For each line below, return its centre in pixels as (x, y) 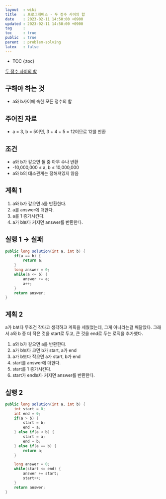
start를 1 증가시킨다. (32, 369)
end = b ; (32, 441)
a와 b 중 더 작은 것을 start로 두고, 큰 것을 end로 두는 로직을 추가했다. (77, 333)
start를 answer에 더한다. (37, 363)
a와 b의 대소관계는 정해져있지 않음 (45, 173)
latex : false (22, 47)
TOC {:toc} (23, 61)
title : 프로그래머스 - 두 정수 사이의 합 (45, 14)
